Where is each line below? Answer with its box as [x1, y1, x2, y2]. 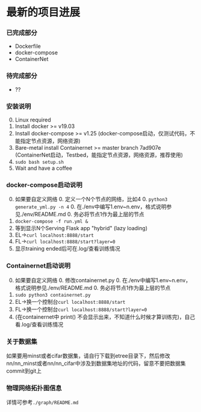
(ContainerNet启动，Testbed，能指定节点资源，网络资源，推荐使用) [14, 152, 184, 159]
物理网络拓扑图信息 [6, 384, 62, 392]
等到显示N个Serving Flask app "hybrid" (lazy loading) [14, 225, 148, 232]
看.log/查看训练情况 [14, 321, 64, 328]
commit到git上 [6, 367, 42, 375]
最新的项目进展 [6, 5, 81, 19]
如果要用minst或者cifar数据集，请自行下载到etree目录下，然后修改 [6, 352, 170, 359]
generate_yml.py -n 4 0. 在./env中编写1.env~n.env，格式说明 [14, 203, 167, 210]
